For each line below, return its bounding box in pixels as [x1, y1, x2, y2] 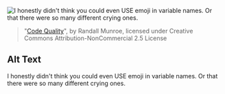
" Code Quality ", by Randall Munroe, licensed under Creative [23, 27, 193, 35]
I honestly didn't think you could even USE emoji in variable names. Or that [7, 72, 218, 80]
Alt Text [7, 54, 41, 65]
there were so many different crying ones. [7, 79, 126, 87]
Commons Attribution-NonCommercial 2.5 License [23, 34, 167, 42]
